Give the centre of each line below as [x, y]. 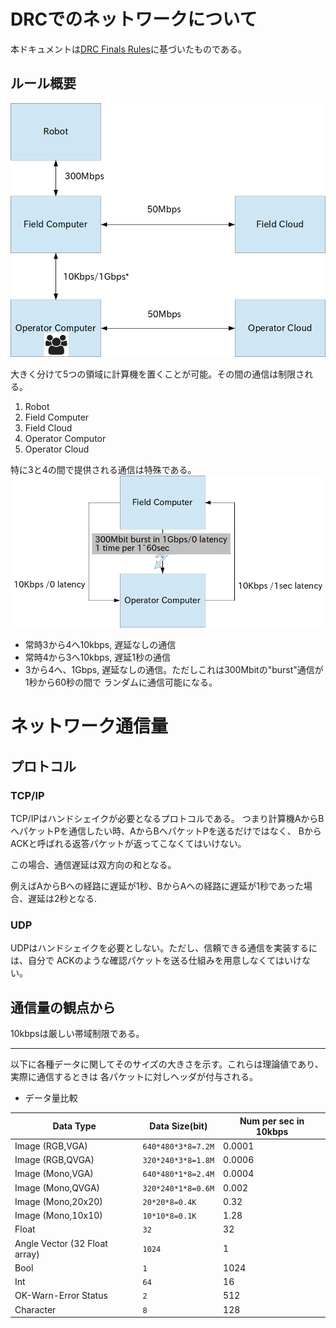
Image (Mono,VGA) [54, 1174]
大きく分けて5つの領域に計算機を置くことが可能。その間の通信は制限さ [157, 374]
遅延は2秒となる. [62, 898]
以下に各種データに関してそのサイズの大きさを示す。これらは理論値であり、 [167, 1064]
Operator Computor [65, 438]
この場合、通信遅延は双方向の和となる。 [93, 864]
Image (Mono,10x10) [58, 1216]
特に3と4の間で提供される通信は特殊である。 [103, 469]
